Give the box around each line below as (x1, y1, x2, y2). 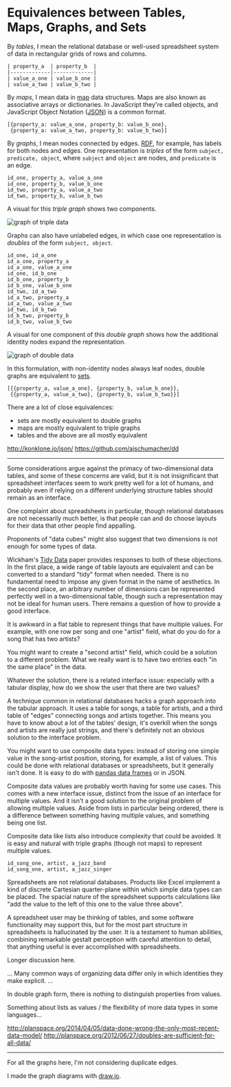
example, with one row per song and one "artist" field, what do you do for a (7, 627, 221, 635)
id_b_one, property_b (7, 276, 69, 283)
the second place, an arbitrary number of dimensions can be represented (7, 584, 215, 593)
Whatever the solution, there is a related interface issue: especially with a (7, 676, 214, 684)
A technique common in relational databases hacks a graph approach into (7, 696, 217, 705)
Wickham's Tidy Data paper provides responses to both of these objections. (7, 555, 223, 563)
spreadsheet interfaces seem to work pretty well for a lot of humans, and (7, 479, 214, 487)
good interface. (7, 606, 51, 614)
